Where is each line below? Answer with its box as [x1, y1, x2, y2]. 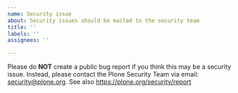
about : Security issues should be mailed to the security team [7, 17, 200, 24]
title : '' [7, 23, 37, 31]
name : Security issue [7, 10, 72, 18]
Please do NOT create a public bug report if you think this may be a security [7, 62, 232, 71]
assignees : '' [7, 37, 50, 44]
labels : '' [7, 30, 40, 38]
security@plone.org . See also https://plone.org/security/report [7, 77, 192, 86]
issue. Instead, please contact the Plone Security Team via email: [7, 70, 199, 79]
